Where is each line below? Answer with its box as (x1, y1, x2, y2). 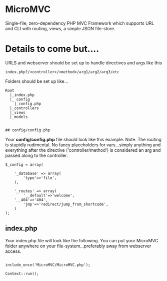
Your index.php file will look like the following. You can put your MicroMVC (5, 237, 158, 243)
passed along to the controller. (5, 152, 68, 158)
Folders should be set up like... (5, 78, 68, 84)
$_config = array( (5, 162, 43, 167)
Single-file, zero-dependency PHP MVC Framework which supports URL (5, 20, 154, 26)
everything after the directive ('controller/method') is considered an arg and (5, 147, 161, 153)
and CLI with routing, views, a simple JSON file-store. (5, 25, 115, 31)
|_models (9, 114, 28, 119)
